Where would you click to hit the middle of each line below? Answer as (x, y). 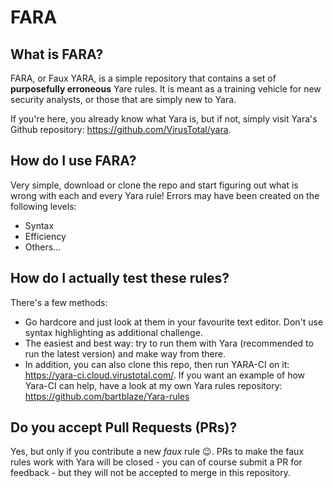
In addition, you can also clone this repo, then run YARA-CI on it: (157, 364)
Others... (43, 247)
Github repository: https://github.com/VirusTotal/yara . (121, 129)
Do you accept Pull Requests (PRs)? (124, 427)
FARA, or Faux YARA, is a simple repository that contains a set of (143, 78)
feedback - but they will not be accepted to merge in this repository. (150, 473)
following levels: (43, 206)
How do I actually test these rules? (120, 278)
